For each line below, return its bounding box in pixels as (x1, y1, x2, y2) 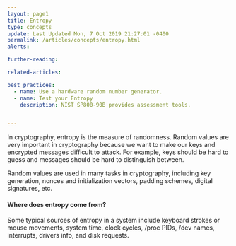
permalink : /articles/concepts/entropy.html (7, 37, 141, 44)
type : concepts (7, 23, 52, 30)
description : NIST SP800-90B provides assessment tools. (20, 101, 191, 108)
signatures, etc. (7, 184, 53, 193)
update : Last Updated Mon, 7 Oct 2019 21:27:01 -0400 (7, 30, 170, 37)
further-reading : (7, 56, 59, 64)
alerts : (7, 43, 30, 50)
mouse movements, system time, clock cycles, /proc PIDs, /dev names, (7, 223, 215, 232)
